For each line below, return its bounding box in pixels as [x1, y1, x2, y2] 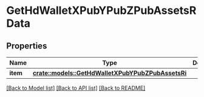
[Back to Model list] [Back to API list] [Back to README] [6, 84, 146, 92]
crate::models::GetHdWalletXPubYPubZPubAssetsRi [32, 69, 187, 77]
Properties [6, 41, 47, 51]
